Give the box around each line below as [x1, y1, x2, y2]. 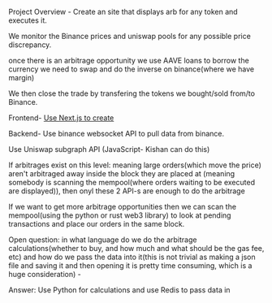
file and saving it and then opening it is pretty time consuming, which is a [8, 261, 253, 271]
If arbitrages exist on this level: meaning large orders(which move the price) [8, 160, 261, 170]
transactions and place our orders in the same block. [8, 219, 185, 228]
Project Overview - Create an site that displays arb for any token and [8, 7, 238, 16]
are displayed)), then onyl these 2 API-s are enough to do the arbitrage [8, 186, 245, 196]
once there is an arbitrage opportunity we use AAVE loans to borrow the [8, 56, 249, 65]
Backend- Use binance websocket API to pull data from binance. [8, 129, 225, 138]
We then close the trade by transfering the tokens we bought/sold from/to [8, 89, 256, 98]
